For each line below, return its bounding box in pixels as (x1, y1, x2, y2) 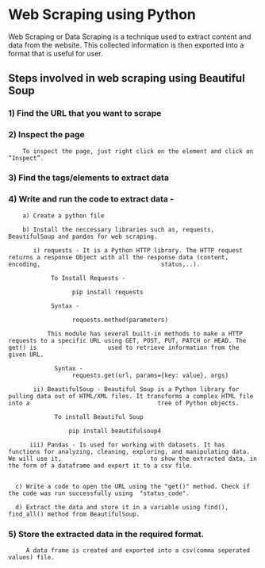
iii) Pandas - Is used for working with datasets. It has (29, 440, 225, 449)
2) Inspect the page (8, 129, 85, 140)
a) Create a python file (22, 212, 105, 220)
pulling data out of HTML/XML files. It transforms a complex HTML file (8, 392, 254, 400)
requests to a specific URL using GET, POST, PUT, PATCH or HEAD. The (8, 336, 247, 344)
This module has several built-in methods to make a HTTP (47, 329, 244, 338)
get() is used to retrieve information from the (8, 343, 240, 351)
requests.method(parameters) (71, 316, 169, 324)
